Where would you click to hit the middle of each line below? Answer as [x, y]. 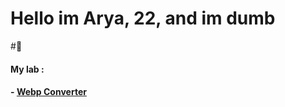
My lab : [27, 69]
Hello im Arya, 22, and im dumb [143, 18]
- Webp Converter [48, 92]
